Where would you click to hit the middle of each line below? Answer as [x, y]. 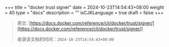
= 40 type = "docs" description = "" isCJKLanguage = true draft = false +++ [84, 13]
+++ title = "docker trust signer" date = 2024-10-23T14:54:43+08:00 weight [85, 7]
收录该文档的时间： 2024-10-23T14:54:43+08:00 [66, 39]
